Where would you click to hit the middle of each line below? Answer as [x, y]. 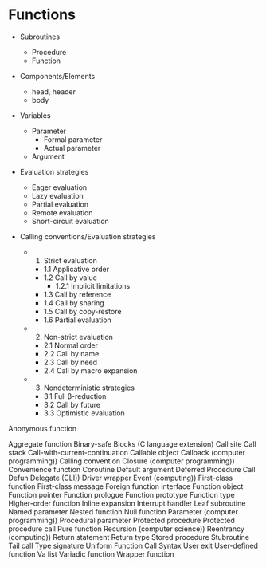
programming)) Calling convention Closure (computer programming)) [121, 461]
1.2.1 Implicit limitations [93, 285]
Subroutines [40, 37]
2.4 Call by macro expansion [90, 370]
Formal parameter [73, 139]
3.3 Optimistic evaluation [84, 413]
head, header [54, 91]
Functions [42, 15]
